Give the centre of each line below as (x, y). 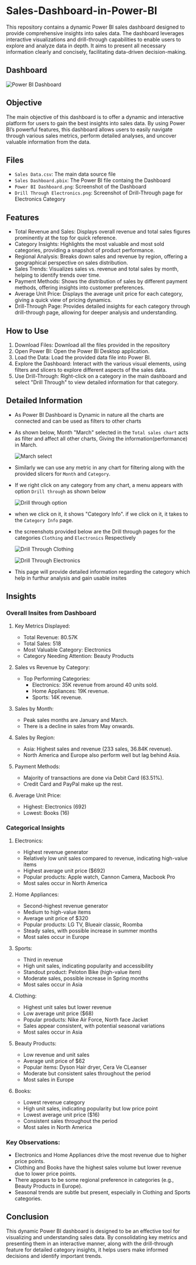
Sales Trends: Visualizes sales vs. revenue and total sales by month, (97, 269)
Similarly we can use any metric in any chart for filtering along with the (99, 467)
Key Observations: (33, 1142)
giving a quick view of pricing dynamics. (63, 300)
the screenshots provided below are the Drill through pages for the (95, 532)
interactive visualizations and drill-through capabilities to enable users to (94, 39)
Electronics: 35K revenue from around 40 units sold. (95, 685)
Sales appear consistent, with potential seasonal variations (94, 1026)
